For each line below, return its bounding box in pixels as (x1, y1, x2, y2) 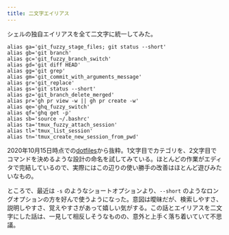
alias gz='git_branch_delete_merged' (7, 91, 115, 98)
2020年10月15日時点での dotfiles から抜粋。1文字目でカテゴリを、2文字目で (7, 146, 217, 154)
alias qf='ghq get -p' (7, 109, 72, 116)
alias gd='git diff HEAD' (7, 61, 81, 69)
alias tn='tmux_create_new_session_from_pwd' (7, 133, 139, 140)
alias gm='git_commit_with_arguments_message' (7, 73, 142, 80)
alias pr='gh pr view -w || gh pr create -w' (7, 97, 139, 104)
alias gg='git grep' (7, 67, 66, 74)
